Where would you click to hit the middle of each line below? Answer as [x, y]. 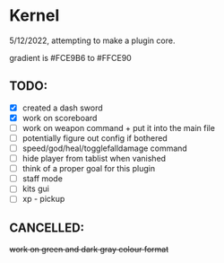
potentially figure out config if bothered [95, 138]
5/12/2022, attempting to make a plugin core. [92, 40]
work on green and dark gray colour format [89, 250]
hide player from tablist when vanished [94, 159]
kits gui [35, 188]
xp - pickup [43, 199]
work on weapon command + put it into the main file [118, 127]
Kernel [34, 16]
